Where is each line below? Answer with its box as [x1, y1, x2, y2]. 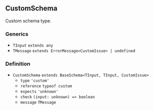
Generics [5, 30, 29, 37]
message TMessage [20, 100, 56, 105]
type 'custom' [20, 78, 49, 83]
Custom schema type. [5, 17, 52, 24]
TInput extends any [12, 43, 54, 48]
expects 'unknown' [20, 89, 59, 94]
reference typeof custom [20, 84, 72, 89]
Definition [5, 60, 31, 68]
